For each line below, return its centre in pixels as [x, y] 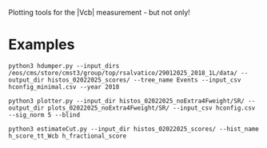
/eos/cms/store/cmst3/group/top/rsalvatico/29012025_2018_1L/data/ [123, 73]
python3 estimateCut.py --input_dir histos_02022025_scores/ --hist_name [134, 129]
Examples [42, 45]
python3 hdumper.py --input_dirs [64, 66]
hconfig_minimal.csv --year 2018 [64, 87]
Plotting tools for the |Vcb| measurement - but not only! [99, 12]
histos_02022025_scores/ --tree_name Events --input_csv [144, 80]
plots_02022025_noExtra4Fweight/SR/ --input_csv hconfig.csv [151, 108]
